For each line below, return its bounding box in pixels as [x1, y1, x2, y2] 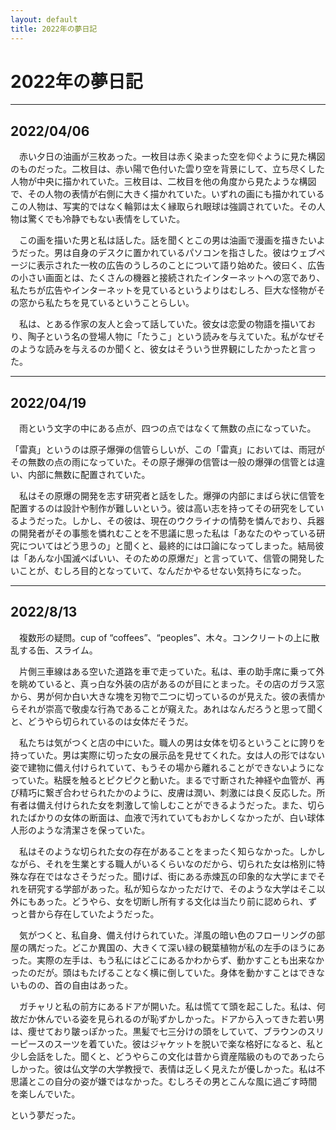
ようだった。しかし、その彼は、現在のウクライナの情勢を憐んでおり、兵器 [18, 515, 325, 527]
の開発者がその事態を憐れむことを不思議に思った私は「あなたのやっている [10, 527, 317, 540]
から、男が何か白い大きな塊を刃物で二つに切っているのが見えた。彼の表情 [10, 690, 317, 702]
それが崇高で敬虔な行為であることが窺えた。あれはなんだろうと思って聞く [18, 702, 325, 715]
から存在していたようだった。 [36, 907, 160, 920]
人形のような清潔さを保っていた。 [10, 824, 151, 836]
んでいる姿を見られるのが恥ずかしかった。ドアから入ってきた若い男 [44, 1012, 325, 1025]
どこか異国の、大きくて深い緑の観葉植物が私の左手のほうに [71, 941, 317, 953]
